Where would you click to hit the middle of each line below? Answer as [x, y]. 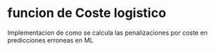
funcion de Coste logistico [87, 13]
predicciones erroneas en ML [51, 40]
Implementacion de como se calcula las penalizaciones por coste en [107, 33]
